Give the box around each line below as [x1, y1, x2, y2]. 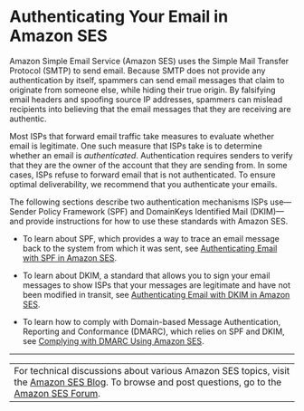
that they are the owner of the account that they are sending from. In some [9, 159, 288, 170]
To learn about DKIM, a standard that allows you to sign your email [22, 270, 271, 281]
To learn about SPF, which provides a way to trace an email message [22, 233, 280, 244]
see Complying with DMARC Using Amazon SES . [22, 335, 204, 346]
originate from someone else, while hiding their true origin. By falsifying [9, 84, 276, 95]
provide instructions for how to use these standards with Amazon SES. [25, 215, 289, 226]
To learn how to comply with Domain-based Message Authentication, [22, 316, 281, 327]
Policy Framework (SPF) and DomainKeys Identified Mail [38, 205, 249, 216]
